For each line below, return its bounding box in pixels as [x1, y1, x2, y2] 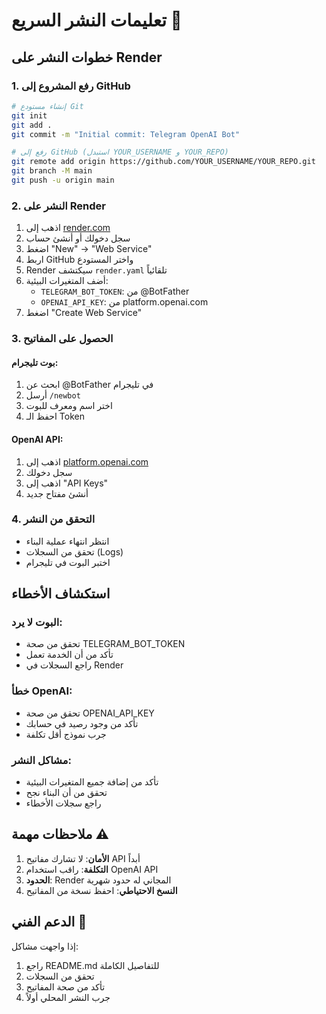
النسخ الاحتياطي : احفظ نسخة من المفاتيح [25, 884, 178, 896]
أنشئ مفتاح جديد [25, 487, 89, 499]
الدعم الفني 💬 [11, 914, 88, 931]
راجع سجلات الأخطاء [25, 797, 102, 809]
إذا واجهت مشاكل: [11, 940, 79, 952]
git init [11, 110, 48, 121]
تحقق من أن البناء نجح [25, 787, 108, 799]
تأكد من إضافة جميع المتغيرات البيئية [25, 776, 159, 788]
